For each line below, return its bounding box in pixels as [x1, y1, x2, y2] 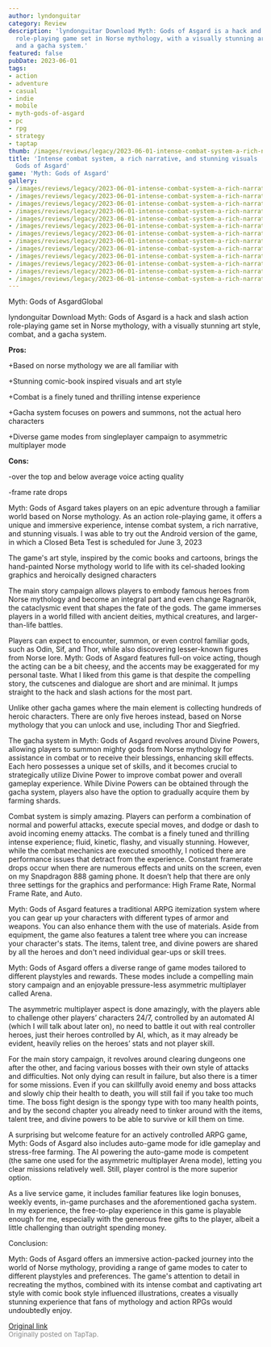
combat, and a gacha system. [8, 329, 107, 339]
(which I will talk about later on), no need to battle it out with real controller [8, 1022, 256, 1031]
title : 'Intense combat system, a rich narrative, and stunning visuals [8, 154, 258, 162]
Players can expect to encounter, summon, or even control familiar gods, [8, 636, 250, 646]
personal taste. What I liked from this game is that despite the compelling [8, 670, 251, 680]
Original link [8, 1321, 48, 1331]
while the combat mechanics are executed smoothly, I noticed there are [8, 846, 246, 856]
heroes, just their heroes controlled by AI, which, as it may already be [8, 1030, 239, 1040]
